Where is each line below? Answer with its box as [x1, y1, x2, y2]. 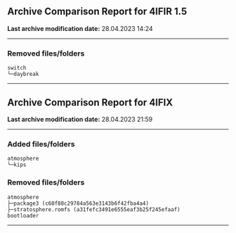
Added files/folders [7, 139, 75, 149]
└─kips [7, 161, 27, 168]
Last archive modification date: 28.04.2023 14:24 [7, 24, 153, 32]
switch [7, 65, 27, 72]
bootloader [7, 212, 39, 219]
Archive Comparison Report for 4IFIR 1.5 [7, 6, 188, 18]
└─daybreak [7, 70, 39, 78]
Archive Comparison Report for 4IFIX [7, 96, 173, 108]
